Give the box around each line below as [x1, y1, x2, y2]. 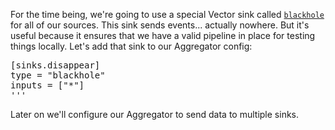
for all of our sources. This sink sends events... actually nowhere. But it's [10, 19, 310, 31]
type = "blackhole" [10, 70, 106, 81]
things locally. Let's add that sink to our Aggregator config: [10, 40, 253, 52]
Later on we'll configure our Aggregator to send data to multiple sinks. [10, 109, 300, 120]
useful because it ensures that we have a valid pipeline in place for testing [10, 30, 316, 41]
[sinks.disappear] [10, 60, 101, 71]
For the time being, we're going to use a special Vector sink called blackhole [10, 9, 325, 20]
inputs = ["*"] [10, 80, 85, 91]
